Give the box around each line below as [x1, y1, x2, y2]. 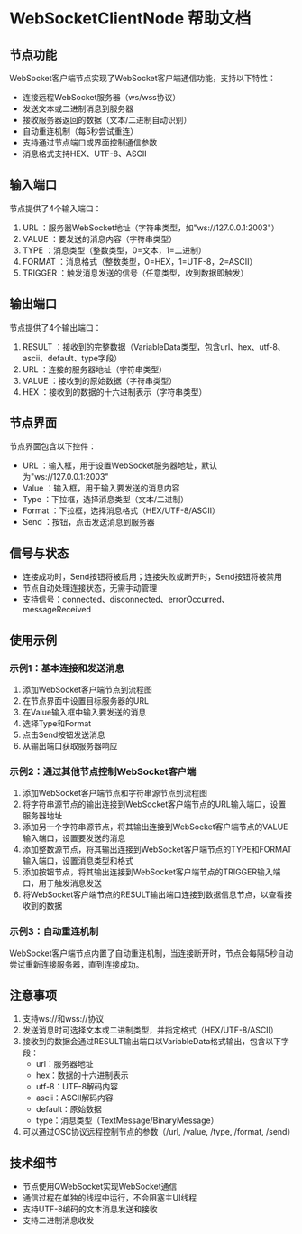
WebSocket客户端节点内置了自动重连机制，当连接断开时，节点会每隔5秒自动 [9, 948, 294, 958]
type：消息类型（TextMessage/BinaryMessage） [35, 1115, 219, 1126]
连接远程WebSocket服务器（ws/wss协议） [22, 92, 181, 102]
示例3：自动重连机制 [9, 925, 99, 938]
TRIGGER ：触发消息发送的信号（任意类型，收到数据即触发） [22, 267, 249, 278]
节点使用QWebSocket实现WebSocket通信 [22, 1181, 178, 1192]
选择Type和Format [22, 717, 92, 728]
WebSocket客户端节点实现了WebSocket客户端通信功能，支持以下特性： [9, 73, 277, 83]
